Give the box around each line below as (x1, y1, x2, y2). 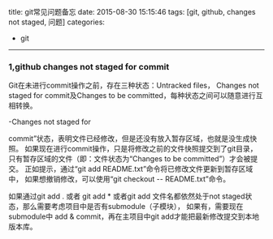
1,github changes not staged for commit (8, 61, 170, 72)
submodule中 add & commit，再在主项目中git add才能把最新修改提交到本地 (8, 211, 260, 221)
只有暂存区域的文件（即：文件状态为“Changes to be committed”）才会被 (8, 154, 251, 164)
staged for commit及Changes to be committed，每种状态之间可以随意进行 (8, 91, 256, 100)
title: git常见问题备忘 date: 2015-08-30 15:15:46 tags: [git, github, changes (8, 7, 256, 16)
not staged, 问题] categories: (8, 17, 106, 27)
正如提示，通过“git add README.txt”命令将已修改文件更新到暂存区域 (24, 164, 253, 174)
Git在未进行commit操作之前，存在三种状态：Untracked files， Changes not (8, 80, 260, 91)
